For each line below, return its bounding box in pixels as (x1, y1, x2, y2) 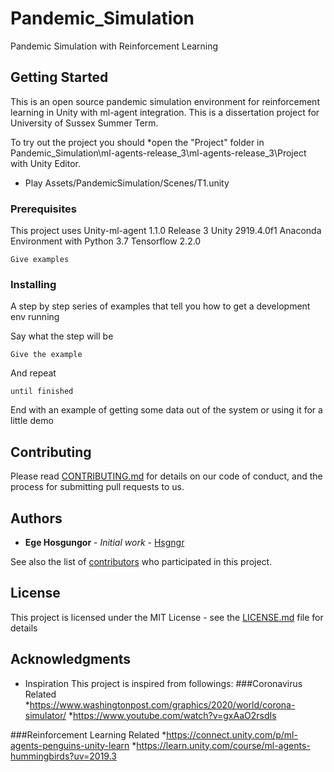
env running (10, 311, 60, 323)
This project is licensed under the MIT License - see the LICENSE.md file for (10, 611, 324, 623)
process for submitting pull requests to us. (10, 481, 185, 493)
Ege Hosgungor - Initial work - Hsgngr (24, 536, 185, 548)
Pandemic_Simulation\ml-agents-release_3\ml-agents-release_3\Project (10, 147, 307, 159)
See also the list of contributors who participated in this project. (10, 555, 273, 567)
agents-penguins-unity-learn (10, 739, 130, 751)
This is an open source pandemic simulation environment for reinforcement (10, 95, 320, 107)
